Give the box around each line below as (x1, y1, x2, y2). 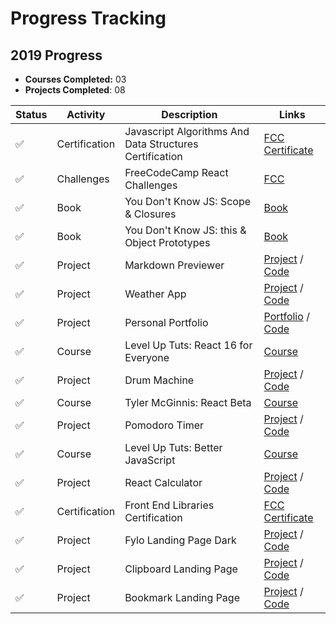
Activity (66, 108, 106, 121)
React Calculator (124, 476, 203, 489)
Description (161, 108, 218, 121)
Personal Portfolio (124, 316, 209, 329)
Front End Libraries (124, 498, 215, 512)
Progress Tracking (10, 7, 167, 30)
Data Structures (124, 137, 199, 151)
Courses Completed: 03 (24, 73, 127, 85)
